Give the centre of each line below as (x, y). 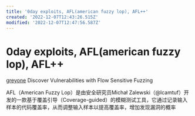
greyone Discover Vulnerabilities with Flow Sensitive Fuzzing (80, 81)
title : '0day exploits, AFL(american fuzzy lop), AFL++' (77, 11)
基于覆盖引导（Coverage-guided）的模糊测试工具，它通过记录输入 (107, 100)
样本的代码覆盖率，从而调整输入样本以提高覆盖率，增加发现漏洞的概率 (91, 107)
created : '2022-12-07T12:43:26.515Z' (52, 17)
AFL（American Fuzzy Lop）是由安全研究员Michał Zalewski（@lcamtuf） (95, 92)
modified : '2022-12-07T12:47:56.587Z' (53, 22)
